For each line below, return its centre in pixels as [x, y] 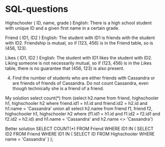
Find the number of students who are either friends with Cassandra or [83, 78]
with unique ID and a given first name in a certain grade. [62, 28]
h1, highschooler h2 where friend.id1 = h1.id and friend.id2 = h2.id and [76, 103]
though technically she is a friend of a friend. [58, 88]
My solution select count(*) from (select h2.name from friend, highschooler [82, 98]
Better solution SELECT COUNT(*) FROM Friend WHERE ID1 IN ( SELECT [79, 128]
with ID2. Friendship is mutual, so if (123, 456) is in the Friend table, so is [79, 43]
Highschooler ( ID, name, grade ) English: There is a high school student [79, 23]
